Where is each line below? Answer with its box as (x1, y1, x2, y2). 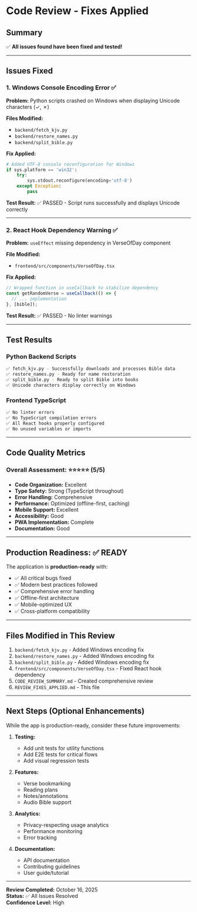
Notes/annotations (23, 792, 69, 799)
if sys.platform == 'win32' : (6, 166, 77, 173)
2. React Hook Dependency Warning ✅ (6, 226, 118, 234)
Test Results (6, 335, 53, 345)
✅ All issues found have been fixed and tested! (6, 43, 123, 50)
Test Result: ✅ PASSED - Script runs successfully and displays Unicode (6, 199, 180, 206)
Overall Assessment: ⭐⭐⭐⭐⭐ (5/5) (6, 466, 106, 474)
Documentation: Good (14, 525, 70, 532)
